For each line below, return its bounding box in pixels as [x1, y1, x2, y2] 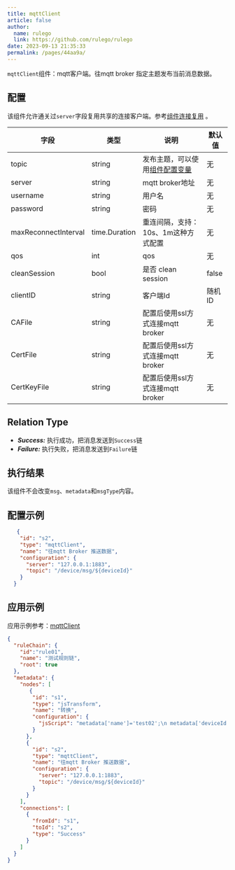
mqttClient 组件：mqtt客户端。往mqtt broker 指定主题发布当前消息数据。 [7, 69, 216, 78]
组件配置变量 [149, 164, 192, 174]
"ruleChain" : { [13, 642, 58, 649]
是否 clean [142, 264, 177, 274]
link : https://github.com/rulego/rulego [13, 36, 133, 43]
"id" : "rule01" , [20, 648, 64, 655]
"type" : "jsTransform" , [32, 701, 101, 708]
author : [7, 23, 30, 30]
